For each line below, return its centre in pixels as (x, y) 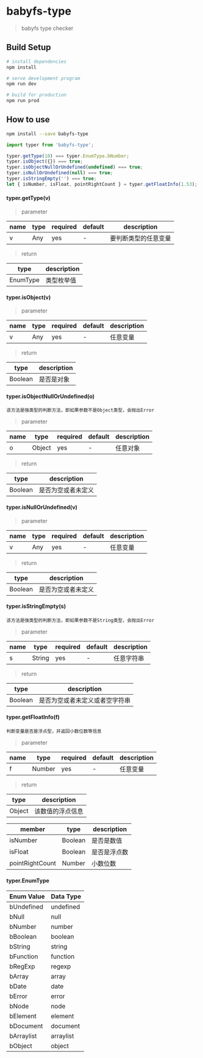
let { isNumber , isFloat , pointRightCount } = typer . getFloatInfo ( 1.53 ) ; (102, 184)
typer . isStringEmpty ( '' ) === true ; (52, 179)
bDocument (26, 1026)
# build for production (37, 95)
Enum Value (27, 897)
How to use (28, 120)
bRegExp (22, 966)
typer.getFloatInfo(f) (33, 717)
